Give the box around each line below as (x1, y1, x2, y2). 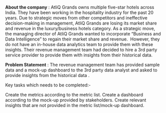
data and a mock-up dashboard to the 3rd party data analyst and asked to (5, 67, 157, 73)
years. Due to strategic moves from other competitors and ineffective (5, 15, 147, 20)
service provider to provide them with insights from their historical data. (5, 52, 153, 58)
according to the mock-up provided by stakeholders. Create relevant (5, 97, 146, 103)
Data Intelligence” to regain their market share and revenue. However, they (5, 36, 160, 42)
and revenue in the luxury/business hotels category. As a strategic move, (5, 25, 155, 31)
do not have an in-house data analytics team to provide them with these (5, 41, 153, 47)
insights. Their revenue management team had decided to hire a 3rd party (5, 47, 157, 52)
